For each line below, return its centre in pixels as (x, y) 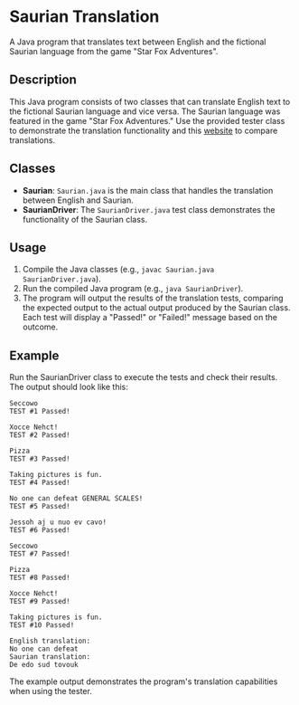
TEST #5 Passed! (40, 507)
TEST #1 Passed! (40, 412)
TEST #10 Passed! (42, 625)
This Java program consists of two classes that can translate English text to (150, 101)
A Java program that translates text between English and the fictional (138, 42)
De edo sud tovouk (44, 665)
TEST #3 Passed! (40, 459)
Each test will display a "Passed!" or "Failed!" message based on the (150, 318)
